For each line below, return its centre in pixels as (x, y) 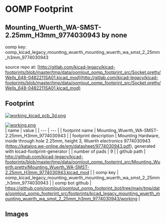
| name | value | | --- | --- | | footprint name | (51, 130)
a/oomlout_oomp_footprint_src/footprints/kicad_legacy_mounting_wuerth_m (83, 193)
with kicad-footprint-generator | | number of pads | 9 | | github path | (75, 151)
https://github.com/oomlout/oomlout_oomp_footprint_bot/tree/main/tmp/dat (83, 188)
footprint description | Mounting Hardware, (116, 135)
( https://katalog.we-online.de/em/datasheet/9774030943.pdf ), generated (80, 146)
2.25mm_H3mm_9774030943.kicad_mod (47, 172)
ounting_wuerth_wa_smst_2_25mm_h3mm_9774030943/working (71, 198)
